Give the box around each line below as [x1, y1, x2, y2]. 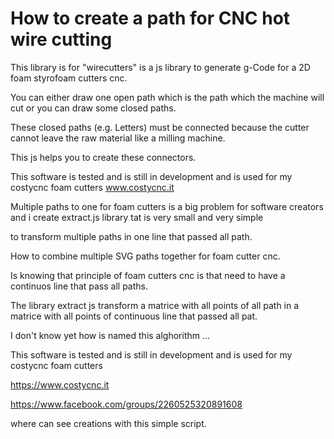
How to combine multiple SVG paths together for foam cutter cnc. [10, 250, 281, 262]
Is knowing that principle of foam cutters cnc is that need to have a [10, 269, 286, 281]
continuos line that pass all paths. [10, 280, 149, 292]
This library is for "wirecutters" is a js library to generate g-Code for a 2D [10, 61, 311, 73]
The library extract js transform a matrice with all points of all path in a [10, 299, 300, 311]
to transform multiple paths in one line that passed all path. [10, 230, 253, 242]
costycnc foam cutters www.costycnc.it [10, 181, 175, 193]
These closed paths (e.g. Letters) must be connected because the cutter [10, 121, 310, 133]
